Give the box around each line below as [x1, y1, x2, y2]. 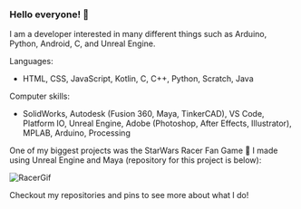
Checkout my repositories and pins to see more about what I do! [9, 190, 249, 201]
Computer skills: [9, 90, 71, 102]
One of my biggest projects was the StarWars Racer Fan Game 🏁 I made [9, 145, 278, 157]
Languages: [9, 56, 53, 67]
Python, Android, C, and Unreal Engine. [9, 38, 156, 49]
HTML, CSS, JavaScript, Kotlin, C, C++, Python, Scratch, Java [22, 73, 254, 84]
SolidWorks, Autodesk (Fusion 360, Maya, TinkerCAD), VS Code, [22, 109, 265, 119]
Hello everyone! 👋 [9, 8, 90, 21]
